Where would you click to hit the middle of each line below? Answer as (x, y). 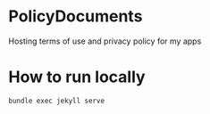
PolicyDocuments (76, 16)
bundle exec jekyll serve (56, 101)
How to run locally (77, 77)
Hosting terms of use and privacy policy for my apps (105, 41)
